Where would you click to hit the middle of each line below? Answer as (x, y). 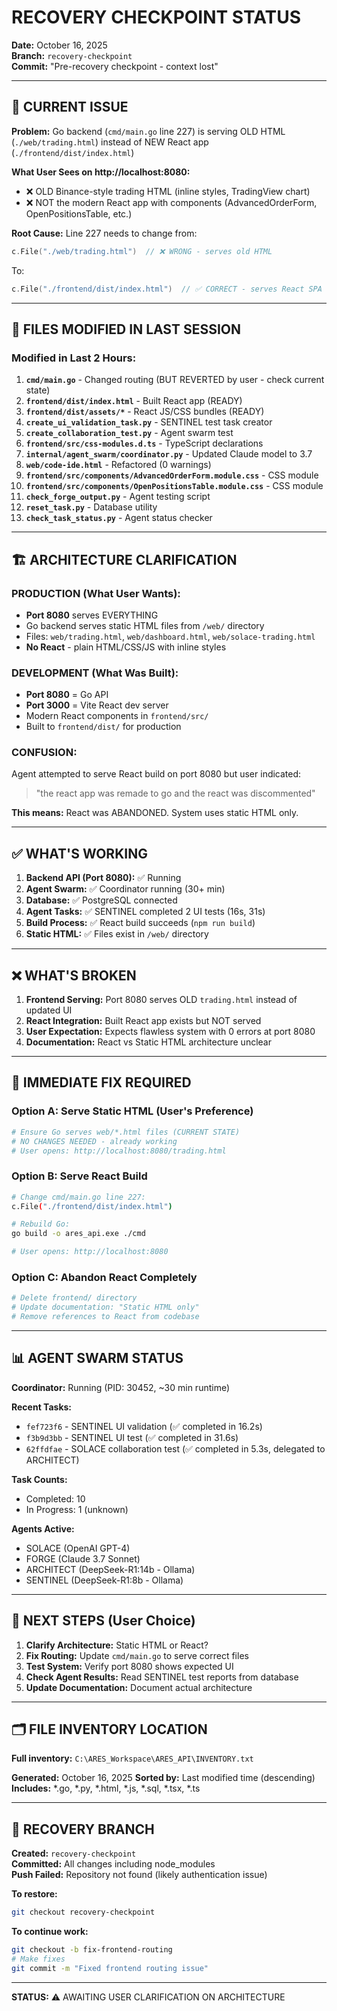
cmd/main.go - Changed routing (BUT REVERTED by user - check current (175, 380)
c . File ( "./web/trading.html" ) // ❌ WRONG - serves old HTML (142, 251)
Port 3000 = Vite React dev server (97, 705)
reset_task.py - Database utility (91, 507)
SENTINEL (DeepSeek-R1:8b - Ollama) (104, 1580)
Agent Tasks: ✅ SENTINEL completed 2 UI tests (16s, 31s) (145, 912)
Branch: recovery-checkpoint (72, 55)
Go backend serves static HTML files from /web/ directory (145, 625)
